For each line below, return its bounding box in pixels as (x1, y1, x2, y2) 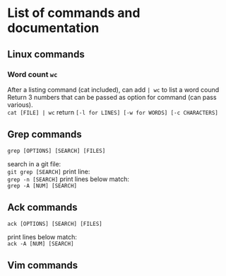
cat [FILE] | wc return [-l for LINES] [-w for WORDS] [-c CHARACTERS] (7, 108, 219, 116)
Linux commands (7, 48, 85, 60)
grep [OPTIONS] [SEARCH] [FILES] (7, 147, 106, 154)
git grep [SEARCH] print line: (7, 167, 90, 176)
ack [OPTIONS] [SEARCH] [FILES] (7, 220, 102, 227)
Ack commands (7, 202, 78, 214)
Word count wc (7, 69, 58, 79)
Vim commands (7, 259, 78, 271)
